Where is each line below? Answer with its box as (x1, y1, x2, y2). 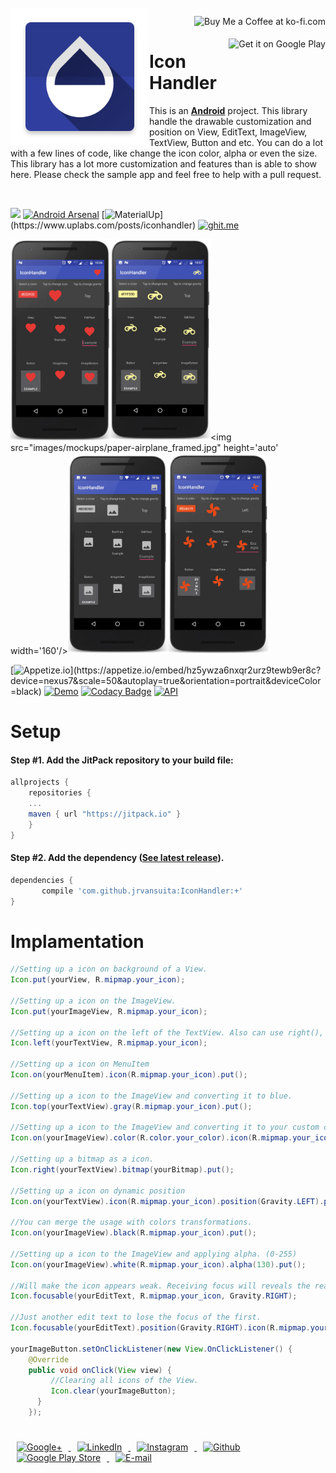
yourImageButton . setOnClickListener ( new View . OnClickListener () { (10, 1344, 293, 1354)
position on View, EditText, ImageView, (149, 126, 308, 138)
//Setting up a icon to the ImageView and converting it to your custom (10, 1122, 320, 1133)
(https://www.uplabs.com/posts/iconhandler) (10, 219, 197, 231)
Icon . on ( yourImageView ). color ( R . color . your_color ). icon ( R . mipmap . (10, 1133, 293, 1143)
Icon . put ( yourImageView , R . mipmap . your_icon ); (10, 1006, 208, 1016)
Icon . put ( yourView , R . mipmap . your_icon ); (10, 975, 186, 985)
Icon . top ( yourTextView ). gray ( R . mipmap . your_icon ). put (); (10, 1101, 253, 1111)
